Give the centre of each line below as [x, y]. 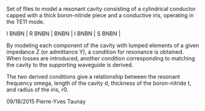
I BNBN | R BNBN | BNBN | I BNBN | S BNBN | [64, 34]
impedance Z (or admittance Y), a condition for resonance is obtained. [95, 52]
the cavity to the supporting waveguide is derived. [70, 65]
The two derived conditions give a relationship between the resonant [93, 77]
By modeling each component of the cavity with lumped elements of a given [103, 45]
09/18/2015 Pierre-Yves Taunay [46, 101]
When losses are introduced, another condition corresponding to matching [101, 58]
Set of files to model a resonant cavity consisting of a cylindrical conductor [101, 9]
